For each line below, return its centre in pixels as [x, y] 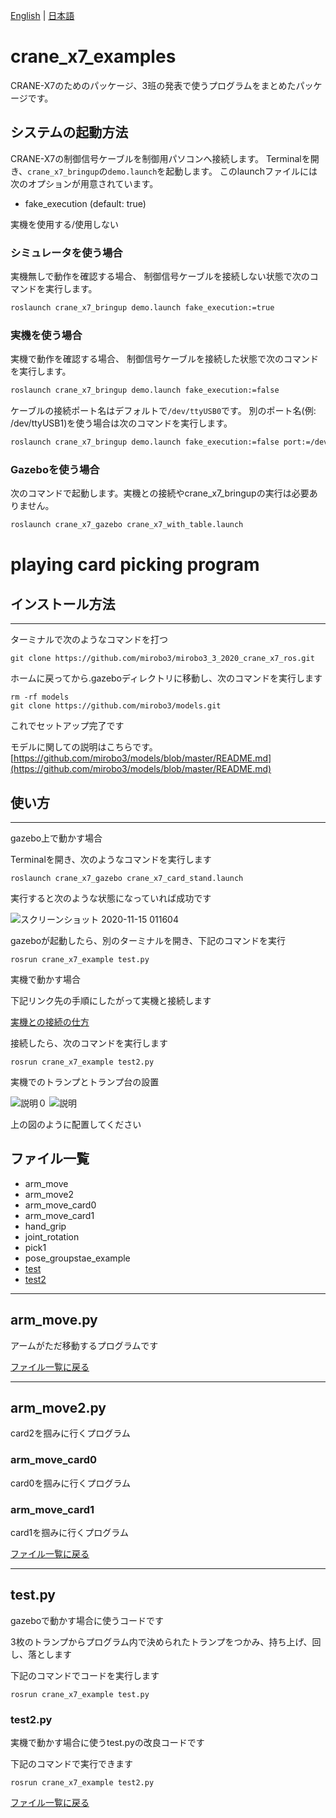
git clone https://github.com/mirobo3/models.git [116, 706]
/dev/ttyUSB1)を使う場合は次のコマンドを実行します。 [121, 423]
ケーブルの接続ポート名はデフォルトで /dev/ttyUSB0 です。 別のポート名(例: [163, 411]
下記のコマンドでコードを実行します [85, 1675]
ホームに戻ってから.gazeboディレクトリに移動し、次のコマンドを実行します [166, 678]
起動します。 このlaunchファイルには [241, 171]
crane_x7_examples [93, 56]
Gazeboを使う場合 [55, 469]
